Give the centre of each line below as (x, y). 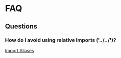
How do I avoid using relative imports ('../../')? (61, 40)
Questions (21, 26)
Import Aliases (20, 50)
